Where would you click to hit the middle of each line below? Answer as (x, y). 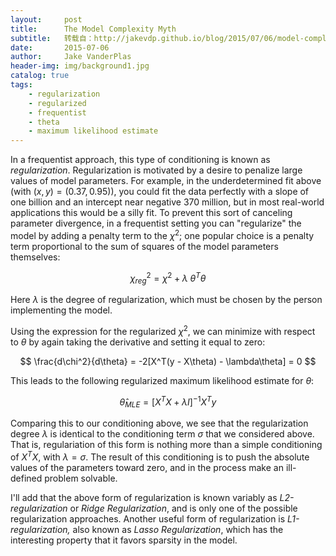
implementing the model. (61, 310)
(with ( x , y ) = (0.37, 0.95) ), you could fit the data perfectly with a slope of (160, 192)
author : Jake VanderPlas (71, 57)
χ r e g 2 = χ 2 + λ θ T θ (168, 278)
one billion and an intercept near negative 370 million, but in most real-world (167, 202)
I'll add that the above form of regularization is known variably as (144, 497)
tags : (21, 85)
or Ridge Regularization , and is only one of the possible (183, 508)
